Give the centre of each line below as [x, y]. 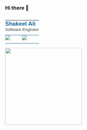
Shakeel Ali [20, 24]
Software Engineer [22, 30]
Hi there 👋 [17, 8]
